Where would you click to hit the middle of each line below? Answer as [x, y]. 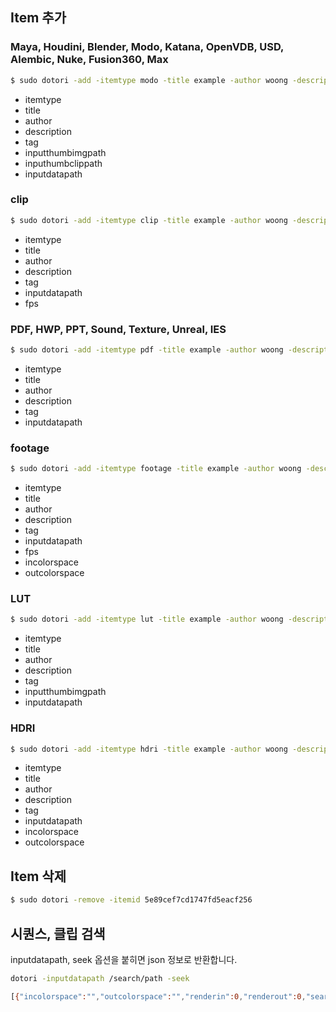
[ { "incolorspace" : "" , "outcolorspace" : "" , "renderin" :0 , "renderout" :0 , [158, 996]
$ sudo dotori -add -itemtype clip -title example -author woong [149, 220]
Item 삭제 [38, 876]
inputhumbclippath [63, 163]
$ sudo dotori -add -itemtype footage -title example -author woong [156, 469]
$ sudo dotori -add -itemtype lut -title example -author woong [147, 619]
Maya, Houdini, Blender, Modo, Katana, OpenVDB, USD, [147, 47]
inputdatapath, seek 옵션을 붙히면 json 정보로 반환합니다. [124, 959]
